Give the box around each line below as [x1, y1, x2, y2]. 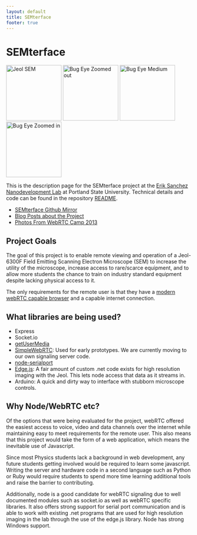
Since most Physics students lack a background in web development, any [6, 454, 185, 461]
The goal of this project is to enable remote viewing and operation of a [6, 252, 177, 259]
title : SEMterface [6, 14, 51, 20]
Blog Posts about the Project [14, 213, 84, 220]
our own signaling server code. [14, 353, 90, 360]
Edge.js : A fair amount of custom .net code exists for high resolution [14, 365, 180, 372]
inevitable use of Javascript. [6, 442, 75, 449]
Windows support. [6, 522, 51, 529]
